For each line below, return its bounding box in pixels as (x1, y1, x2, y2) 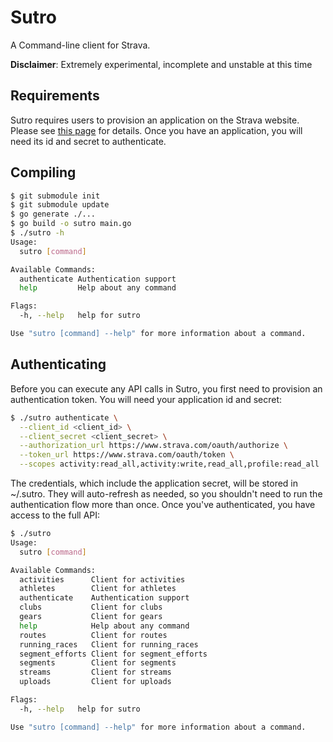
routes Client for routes (19, 630, 168, 640)
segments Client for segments (19, 658, 177, 668)
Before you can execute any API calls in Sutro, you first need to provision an (10, 382, 323, 395)
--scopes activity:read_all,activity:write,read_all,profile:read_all (19, 459, 320, 470)
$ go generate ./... (10, 209, 97, 220)
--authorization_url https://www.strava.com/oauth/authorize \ (19, 441, 288, 451)
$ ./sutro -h (10, 228, 65, 238)
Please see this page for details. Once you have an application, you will (10, 124, 303, 136)
